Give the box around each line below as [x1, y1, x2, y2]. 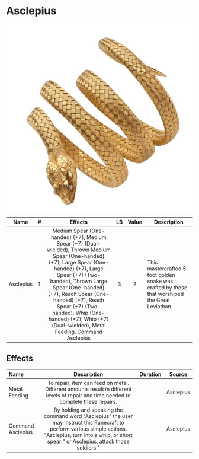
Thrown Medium [70, 246, 111, 253]
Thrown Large [73, 278, 108, 285]
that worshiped [147, 290, 184, 297]
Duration [139, 371, 162, 378]
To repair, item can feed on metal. [47, 379, 129, 386]
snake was [147, 278, 174, 285]
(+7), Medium [73, 233, 107, 241]
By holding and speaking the [53, 406, 123, 413]
